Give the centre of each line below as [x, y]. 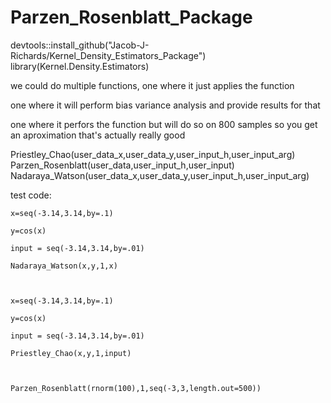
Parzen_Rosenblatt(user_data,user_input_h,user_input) [122, 165]
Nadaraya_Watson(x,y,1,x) [64, 266]
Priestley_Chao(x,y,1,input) [71, 353]
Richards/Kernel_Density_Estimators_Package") [108, 55]
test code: [31, 195]
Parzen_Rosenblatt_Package [131, 17]
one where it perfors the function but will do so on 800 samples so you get [164, 124]
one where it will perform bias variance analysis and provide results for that [165, 105]
